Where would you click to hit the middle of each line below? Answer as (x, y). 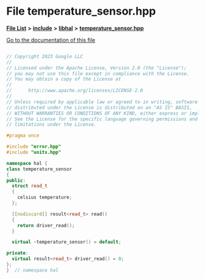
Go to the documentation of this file (51, 40)
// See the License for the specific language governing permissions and (102, 119)
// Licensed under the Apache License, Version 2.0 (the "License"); (97, 68)
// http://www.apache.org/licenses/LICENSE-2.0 (75, 91)
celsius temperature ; (45, 197)
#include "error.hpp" (34, 147)
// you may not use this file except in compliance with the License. (98, 74)
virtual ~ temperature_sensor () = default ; (67, 242)
